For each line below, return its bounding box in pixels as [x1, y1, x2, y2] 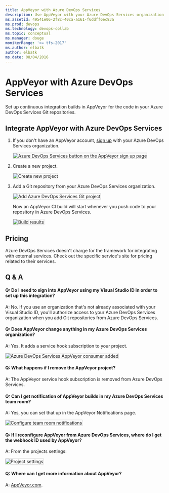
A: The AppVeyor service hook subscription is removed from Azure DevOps [5, 376, 163, 382]
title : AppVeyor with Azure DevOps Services [5, 7, 101, 13]
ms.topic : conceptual [5, 31, 51, 36]
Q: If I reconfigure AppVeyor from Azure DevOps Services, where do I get [5, 432, 162, 438]
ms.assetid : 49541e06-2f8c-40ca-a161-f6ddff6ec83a [5, 17, 114, 22]
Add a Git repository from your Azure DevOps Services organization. [12, 183, 156, 189]
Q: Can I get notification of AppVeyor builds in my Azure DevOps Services [5, 393, 163, 399]
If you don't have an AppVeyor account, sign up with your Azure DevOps [12, 137, 164, 143]
